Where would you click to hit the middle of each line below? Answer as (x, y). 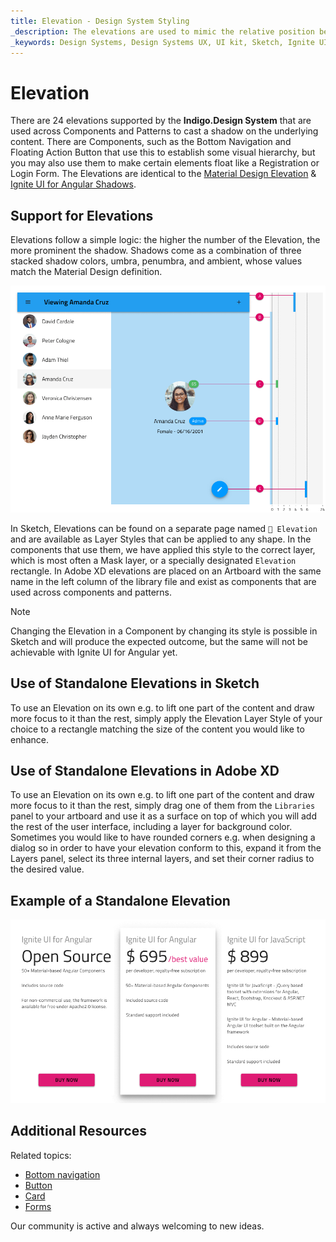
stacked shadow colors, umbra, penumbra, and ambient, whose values (156, 261)
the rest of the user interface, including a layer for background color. (151, 827)
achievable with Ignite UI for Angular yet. (94, 652)
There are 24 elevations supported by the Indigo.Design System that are (161, 121)
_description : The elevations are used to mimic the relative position (162, 31)
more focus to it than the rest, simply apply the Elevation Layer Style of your (166, 718)
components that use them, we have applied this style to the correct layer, (163, 549)
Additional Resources (78, 1131)
